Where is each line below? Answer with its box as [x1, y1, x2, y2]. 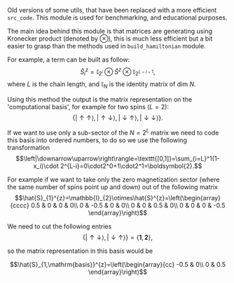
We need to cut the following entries [7, 222, 112, 230]
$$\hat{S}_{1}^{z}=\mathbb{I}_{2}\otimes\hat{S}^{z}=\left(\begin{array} [15, 193, 221, 202]
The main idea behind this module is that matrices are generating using [7, 27, 212, 35]
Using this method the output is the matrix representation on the [7, 95, 193, 104]
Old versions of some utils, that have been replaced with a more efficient [7, 6, 217, 14]
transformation [7, 143, 50, 151]
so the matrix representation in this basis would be [7, 247, 153, 255]
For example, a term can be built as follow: [7, 55, 130, 64]
